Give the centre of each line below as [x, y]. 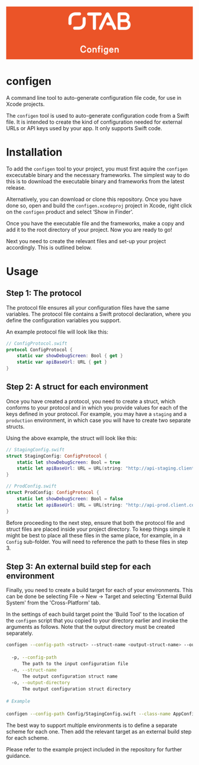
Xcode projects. [25, 104]
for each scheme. [28, 738]
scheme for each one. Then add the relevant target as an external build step [99, 731]
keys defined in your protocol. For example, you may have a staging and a [97, 414]
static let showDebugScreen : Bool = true [68, 462]
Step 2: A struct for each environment [77, 387]
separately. [20, 633]
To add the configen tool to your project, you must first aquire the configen [97, 169]
